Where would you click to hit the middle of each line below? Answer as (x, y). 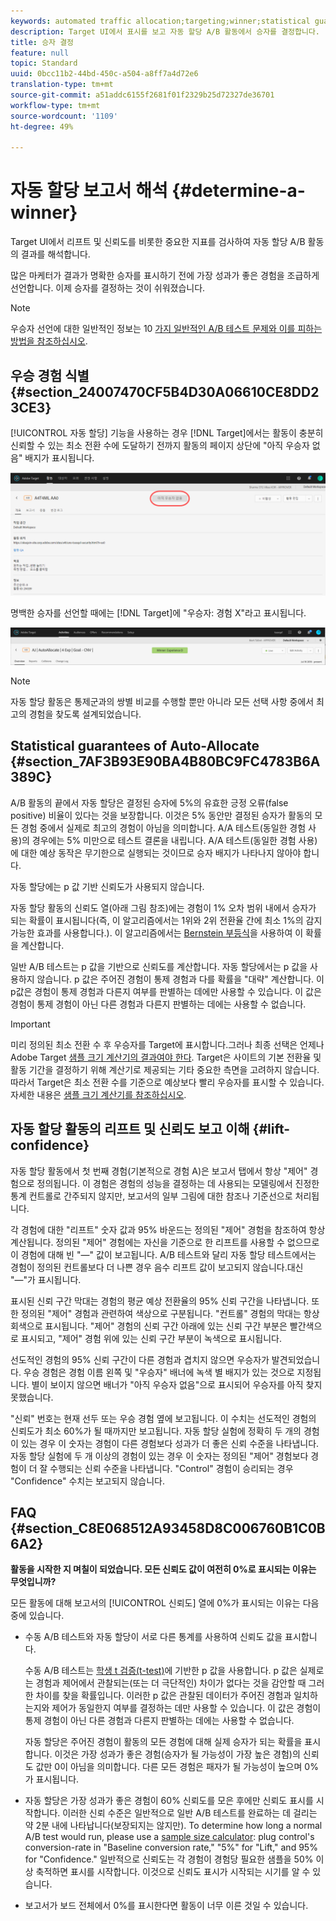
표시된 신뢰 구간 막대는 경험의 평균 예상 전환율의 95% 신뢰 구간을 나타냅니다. (160, 1301)
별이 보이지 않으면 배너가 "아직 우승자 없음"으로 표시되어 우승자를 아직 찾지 (177, 1384)
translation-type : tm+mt (62, 85)
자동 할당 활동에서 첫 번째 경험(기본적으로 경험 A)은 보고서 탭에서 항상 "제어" (159, 1171)
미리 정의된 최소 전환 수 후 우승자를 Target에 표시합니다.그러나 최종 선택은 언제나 (167, 1044)
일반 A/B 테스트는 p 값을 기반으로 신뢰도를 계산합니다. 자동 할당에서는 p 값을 (159, 966)
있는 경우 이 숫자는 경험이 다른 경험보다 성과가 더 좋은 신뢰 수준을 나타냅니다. (170, 1443)
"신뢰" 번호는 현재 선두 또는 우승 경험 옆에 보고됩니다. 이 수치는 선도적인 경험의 (163, 1418)
